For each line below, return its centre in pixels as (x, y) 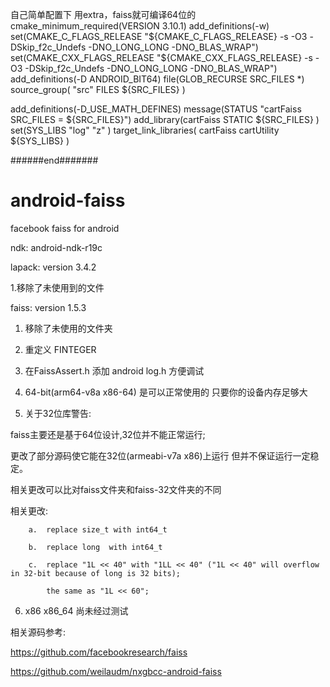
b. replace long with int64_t (95, 547)
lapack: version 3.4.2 (53, 267)
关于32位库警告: (58, 413)
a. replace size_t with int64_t (98, 529)
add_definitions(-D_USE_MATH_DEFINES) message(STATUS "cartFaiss (156, 109)
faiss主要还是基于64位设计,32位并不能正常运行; (108, 434)
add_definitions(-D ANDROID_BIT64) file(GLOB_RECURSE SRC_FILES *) (157, 79)
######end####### (54, 160)
